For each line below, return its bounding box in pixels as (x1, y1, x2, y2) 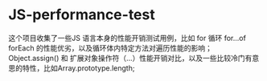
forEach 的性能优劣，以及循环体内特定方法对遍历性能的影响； (8, 43, 213, 53)
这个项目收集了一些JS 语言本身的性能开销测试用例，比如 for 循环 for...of (8, 33, 247, 43)
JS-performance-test (8, 6, 155, 24)
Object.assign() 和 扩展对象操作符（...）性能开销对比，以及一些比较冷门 (8, 53, 245, 63)
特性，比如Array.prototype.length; (22, 63, 135, 73)
